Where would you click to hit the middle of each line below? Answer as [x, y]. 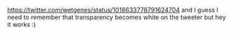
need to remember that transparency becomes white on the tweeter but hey [116, 17]
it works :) [22, 24]
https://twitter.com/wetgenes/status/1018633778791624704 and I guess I [113, 10]
